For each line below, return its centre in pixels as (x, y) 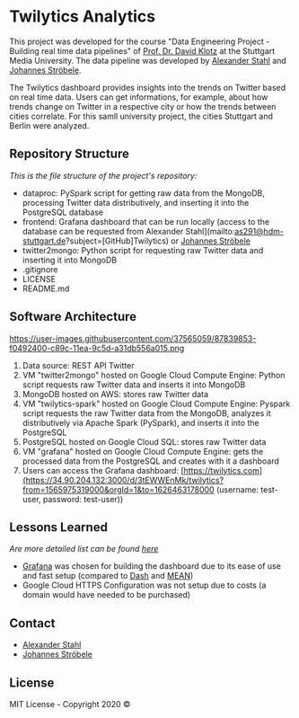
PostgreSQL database (63, 212)
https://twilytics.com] (223, 470)
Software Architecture (73, 317)
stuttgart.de (44, 241)
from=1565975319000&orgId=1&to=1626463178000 (118, 489)
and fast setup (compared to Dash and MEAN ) (108, 576)
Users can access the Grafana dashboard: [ (103, 470)
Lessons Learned (58, 527)
